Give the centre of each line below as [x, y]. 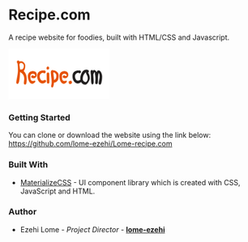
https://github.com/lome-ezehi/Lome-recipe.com [90, 144]
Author [23, 212]
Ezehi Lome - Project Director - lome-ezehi [92, 229]
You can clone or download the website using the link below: [110, 135]
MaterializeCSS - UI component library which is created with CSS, [130, 182]
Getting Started [39, 117]
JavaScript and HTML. [58, 191]
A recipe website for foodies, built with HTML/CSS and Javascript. [119, 37]
